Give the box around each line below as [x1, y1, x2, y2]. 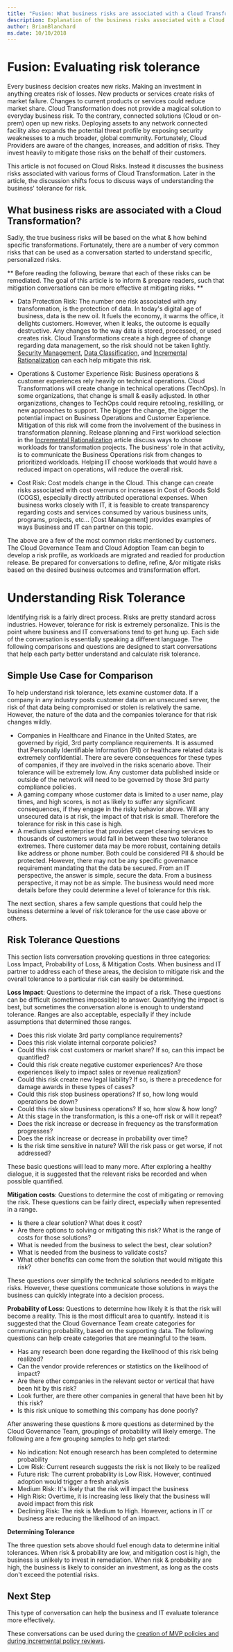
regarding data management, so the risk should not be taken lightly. [17, 341, 211, 349]
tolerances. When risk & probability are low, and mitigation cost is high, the [7, 1548, 221, 1556]
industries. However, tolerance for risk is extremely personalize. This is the [7, 620, 221, 628]
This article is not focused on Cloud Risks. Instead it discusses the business [7, 162, 224, 171]
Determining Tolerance [7, 1527, 75, 1536]
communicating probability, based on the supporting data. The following [7, 1326, 214, 1334]
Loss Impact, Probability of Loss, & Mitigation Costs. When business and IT [7, 959, 222, 968]
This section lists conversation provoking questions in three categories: [7, 953, 212, 961]
